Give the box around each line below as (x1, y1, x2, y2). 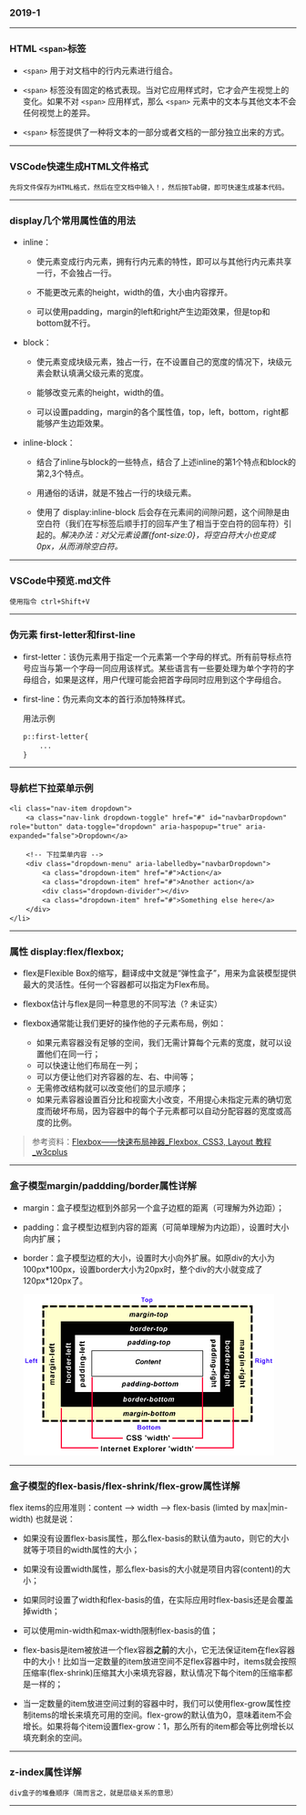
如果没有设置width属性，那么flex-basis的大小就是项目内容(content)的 (22, 1563, 283, 1574)
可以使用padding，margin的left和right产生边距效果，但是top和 (36, 306, 270, 317)
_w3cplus (31, 1147, 68, 1158)
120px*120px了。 (22, 1274, 88, 1286)
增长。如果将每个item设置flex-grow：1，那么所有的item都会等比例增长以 (22, 1720, 294, 1731)
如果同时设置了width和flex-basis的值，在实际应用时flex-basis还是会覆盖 (22, 1593, 294, 1605)
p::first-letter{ (22, 732, 89, 741)
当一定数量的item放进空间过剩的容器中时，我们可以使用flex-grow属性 (22, 1697, 283, 1708)
